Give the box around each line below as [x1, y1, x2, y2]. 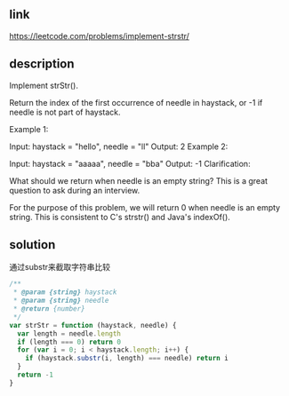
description [9, 57, 75, 72]
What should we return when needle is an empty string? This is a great [9, 175, 269, 186]
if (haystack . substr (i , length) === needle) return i [25, 354, 229, 363]
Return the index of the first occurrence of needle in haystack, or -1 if [9, 97, 263, 107]
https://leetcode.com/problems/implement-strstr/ [9, 30, 189, 41]
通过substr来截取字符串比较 [9, 262, 111, 273]
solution [9, 237, 56, 252]
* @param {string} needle [12, 297, 109, 305]
